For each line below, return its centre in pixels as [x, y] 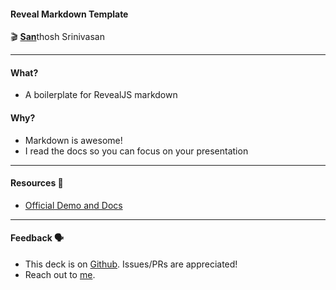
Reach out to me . [60, 275]
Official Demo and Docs [73, 205]
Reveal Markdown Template [69, 14]
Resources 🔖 [37, 183]
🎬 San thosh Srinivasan [57, 37]
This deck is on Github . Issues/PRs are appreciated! [131, 264]
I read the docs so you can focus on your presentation [136, 151]
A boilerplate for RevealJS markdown [101, 95]
